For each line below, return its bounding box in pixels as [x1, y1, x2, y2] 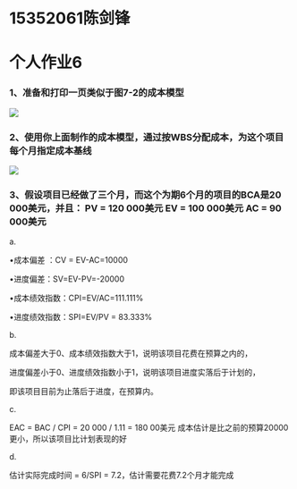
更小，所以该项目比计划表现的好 [9, 434, 127, 444]
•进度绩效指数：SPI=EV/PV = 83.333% [9, 312, 153, 323]
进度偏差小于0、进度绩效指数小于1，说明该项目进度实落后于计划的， [9, 367, 261, 378]
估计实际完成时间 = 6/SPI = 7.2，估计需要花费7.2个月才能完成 [9, 470, 234, 481]
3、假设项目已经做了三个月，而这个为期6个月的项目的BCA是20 [9, 189, 282, 201]
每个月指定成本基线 [9, 144, 92, 156]
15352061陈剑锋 [9, 8, 131, 29]
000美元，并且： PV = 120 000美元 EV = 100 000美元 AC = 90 [9, 202, 282, 215]
